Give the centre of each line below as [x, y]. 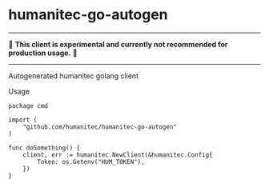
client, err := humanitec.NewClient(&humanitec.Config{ [118, 155]
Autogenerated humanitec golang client [73, 76]
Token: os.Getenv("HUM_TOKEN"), [91, 161]
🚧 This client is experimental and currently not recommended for [118, 44]
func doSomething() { [44, 148]
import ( [23, 120]
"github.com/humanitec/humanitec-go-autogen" [100, 127]
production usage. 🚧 [43, 53]
